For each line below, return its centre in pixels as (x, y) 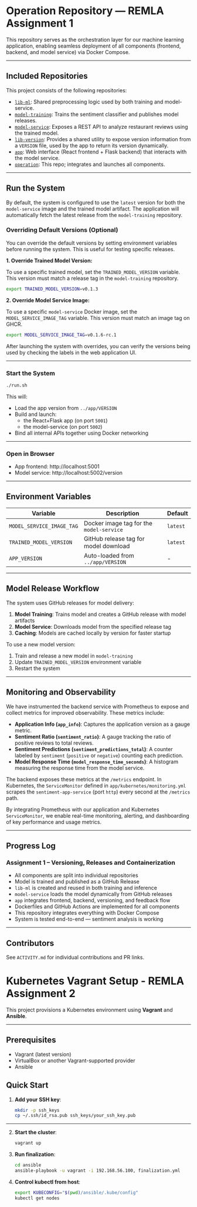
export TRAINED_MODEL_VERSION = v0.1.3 (52, 289)
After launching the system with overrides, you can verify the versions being (98, 346)
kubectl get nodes (37, 1198)
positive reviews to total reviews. (54, 743)
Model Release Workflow (53, 589)
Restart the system (37, 668)
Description (123, 513)
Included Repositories (47, 76)
